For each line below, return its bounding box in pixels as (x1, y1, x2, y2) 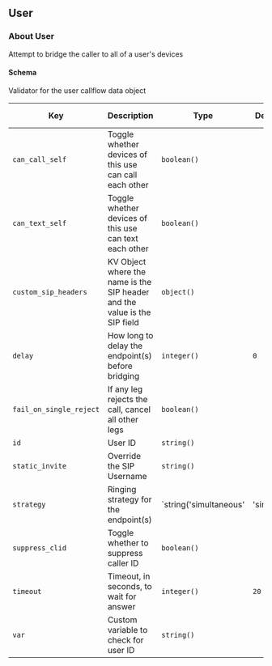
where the (107, 266, 147, 278)
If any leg (107, 384, 143, 395)
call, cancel (107, 404, 151, 415)
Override (107, 450, 142, 461)
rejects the (107, 393, 148, 405)
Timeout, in (107, 571, 151, 582)
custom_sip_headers (12, 287, 87, 296)
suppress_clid (12, 543, 67, 553)
